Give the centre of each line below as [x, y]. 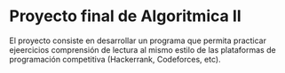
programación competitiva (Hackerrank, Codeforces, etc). [115, 59]
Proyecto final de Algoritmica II [125, 16]
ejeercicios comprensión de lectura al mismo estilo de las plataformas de [143, 49]
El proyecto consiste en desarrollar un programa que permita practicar [138, 40]
